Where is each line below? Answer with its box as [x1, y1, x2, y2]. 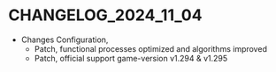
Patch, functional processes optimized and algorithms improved [34, 43, 267, 54]
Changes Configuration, [20, 34, 109, 45]
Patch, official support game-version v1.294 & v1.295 [34, 53, 228, 63]
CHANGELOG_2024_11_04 [8, 5, 203, 25]
